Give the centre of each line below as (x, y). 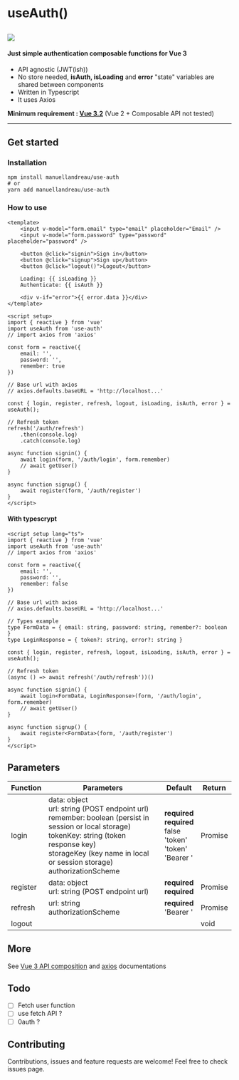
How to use (27, 208)
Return (214, 787)
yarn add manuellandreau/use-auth (59, 190)
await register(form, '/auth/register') (81, 490)
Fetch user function (46, 1005)
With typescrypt (32, 519)
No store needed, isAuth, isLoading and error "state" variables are (116, 77)
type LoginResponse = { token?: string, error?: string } (95, 640)
